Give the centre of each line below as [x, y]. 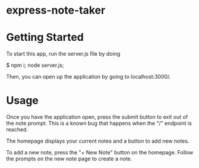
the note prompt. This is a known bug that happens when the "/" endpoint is [99, 123]
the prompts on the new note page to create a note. [69, 159]
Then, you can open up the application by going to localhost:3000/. [89, 77]
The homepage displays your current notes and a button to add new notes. [98, 141]
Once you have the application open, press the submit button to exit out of [97, 117]
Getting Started [45, 38]
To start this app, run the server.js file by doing [63, 54]
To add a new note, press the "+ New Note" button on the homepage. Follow [100, 153]
